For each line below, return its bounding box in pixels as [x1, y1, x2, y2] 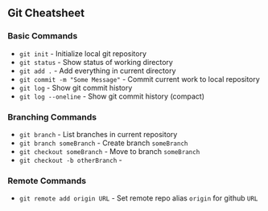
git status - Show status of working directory [19, 57, 174, 67]
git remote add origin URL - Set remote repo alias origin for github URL [19, 193, 258, 203]
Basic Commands [7, 30, 78, 42]
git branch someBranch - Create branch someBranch [19, 138, 188, 148]
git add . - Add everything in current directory [19, 66, 176, 75]
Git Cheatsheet [7, 6, 85, 20]
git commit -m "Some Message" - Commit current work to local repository [19, 74, 261, 83]
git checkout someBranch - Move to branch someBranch [19, 146, 200, 156]
